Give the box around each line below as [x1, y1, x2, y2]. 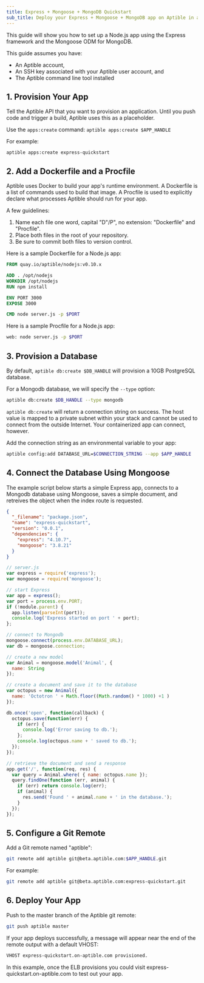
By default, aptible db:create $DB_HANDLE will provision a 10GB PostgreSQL [6, 367, 195, 374]
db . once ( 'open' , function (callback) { [6, 710, 104, 716]
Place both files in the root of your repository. [15, 231, 129, 239]
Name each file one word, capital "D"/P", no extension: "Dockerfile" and [15, 219, 195, 226]
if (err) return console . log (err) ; [17, 783, 107, 789]
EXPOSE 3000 [6, 300, 36, 307]
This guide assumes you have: [6, 49, 83, 57]
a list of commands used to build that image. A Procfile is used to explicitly [6, 189, 192, 196]
